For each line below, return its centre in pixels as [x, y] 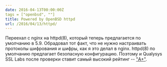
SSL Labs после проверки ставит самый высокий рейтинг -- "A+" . [76, 59]
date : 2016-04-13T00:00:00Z [35, 10]
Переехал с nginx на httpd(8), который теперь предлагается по [73, 38]
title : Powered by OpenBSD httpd [40, 19]
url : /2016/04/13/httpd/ [31, 24]
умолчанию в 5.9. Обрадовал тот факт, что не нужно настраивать [76, 43]
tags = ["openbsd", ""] [30, 14]
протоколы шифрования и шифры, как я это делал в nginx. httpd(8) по [80, 48]
